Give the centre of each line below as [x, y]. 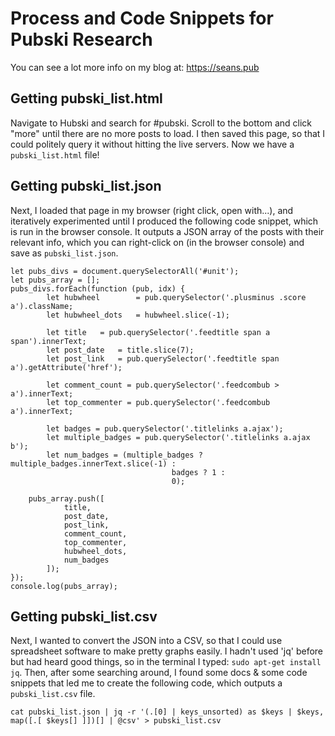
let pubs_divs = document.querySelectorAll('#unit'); [125, 271]
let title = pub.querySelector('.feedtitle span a [158, 332]
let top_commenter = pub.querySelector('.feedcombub [158, 402]
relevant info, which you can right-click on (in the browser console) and [157, 242]
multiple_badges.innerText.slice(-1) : [93, 463]
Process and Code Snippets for [142, 18]
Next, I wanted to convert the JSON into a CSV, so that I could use [146, 641]
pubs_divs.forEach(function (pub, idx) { [98, 288]
